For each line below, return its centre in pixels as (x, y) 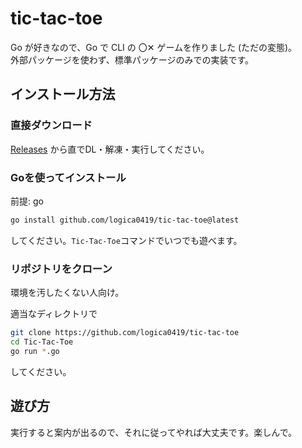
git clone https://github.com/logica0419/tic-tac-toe (125, 333)
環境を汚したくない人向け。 (67, 293)
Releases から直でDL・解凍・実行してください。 (110, 149)
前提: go (27, 201)
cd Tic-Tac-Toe (42, 342)
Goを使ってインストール (68, 177)
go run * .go (35, 351)
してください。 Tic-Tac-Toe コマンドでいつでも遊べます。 (126, 240)
